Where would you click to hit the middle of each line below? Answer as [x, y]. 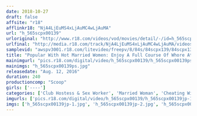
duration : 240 [23, 77]
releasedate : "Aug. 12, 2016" [43, 71]
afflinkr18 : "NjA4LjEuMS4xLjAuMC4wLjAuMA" [59, 28]
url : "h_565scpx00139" [34, 33]
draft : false [22, 17]
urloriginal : [22, 39]
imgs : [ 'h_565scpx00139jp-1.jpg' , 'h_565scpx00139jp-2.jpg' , [82, 104]
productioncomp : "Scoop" [36, 83]
